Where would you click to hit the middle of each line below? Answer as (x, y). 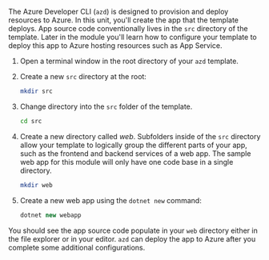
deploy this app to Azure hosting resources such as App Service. (115, 46)
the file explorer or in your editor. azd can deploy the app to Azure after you (132, 238)
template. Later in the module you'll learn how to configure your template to (133, 37)
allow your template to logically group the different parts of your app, (134, 145)
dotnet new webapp (50, 215)
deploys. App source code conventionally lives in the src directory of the (128, 28)
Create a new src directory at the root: (83, 76)
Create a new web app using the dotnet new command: (110, 200)
